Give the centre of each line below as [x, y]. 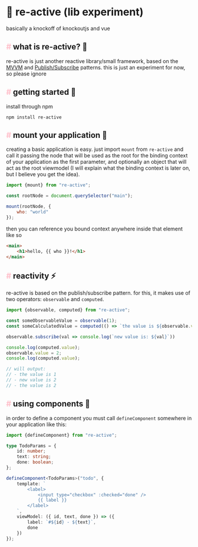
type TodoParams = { [32, 446]
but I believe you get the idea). [43, 174]
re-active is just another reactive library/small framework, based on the [92, 61]
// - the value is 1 [32, 375]
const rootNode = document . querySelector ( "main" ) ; [70, 196]
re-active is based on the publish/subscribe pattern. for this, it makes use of [98, 293]
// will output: [26, 369]
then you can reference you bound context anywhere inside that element [95, 229]
